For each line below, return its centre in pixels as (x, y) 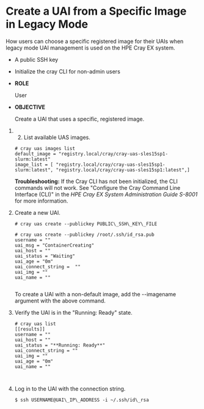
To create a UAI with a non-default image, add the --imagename (95, 294)
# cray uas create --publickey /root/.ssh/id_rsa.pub (84, 235)
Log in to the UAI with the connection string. (70, 388)
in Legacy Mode (47, 24)
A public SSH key (36, 59)
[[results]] (30, 329)
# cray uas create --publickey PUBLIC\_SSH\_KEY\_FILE (86, 224)
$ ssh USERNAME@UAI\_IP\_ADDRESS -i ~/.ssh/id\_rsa (82, 400)
